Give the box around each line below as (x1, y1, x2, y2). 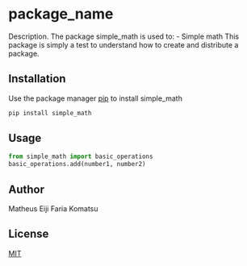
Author (8, 182, 44, 196)
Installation (8, 72, 66, 85)
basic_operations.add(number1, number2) (8, 160, 147, 168)
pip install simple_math (8, 109, 92, 117)
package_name (8, 5, 114, 23)
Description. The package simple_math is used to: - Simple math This (8, 31, 240, 41)
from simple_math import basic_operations (8, 152, 153, 161)
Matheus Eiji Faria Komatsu (8, 204, 98, 214)
